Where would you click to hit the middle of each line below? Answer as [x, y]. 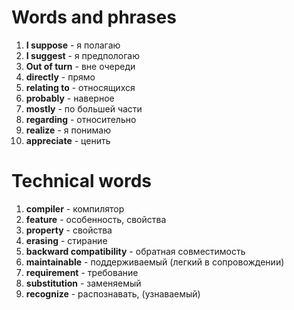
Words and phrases [94, 17]
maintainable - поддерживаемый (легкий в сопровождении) [155, 262]
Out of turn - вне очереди [80, 66]
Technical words [81, 181]
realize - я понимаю [68, 130]
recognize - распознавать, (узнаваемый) [113, 293]
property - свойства [69, 230]
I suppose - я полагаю [73, 45]
